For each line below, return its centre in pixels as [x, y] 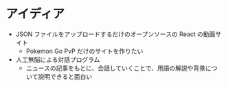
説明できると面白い [65, 76]
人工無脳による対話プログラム [58, 59]
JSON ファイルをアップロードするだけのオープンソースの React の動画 [115, 34]
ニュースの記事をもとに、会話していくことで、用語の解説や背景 [116, 68]
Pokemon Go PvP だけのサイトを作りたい [84, 51]
